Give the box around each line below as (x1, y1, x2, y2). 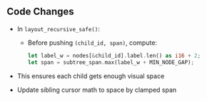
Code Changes (6, 6, 74, 18)
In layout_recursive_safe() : (16, 24, 101, 33)
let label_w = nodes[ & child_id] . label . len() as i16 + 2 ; (27, 52, 201, 59)
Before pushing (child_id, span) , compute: (27, 38, 158, 47)
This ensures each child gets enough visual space (16, 71, 165, 80)
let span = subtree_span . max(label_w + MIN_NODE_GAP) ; (27, 58, 194, 66)
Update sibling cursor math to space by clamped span (16, 85, 177, 94)
